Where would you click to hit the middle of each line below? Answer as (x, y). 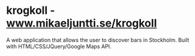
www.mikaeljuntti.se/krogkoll (82, 23)
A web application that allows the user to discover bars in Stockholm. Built (98, 40)
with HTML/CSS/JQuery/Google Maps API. (59, 46)
